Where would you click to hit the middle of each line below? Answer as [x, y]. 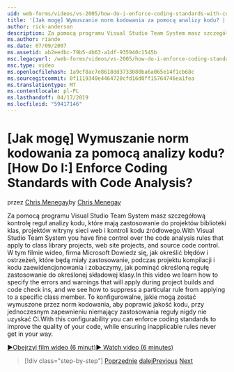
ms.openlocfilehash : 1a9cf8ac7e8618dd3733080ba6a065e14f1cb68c [101, 72]
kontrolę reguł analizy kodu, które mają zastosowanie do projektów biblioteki [117, 223]
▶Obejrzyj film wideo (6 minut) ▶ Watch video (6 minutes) [91, 347]
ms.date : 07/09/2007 [37, 46]
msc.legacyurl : [29, 59]
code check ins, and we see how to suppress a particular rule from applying [116, 289]
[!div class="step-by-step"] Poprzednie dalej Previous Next [109, 361]
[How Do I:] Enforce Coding [88, 168]
